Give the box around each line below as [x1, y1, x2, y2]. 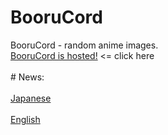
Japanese [10, 92, 52, 104]
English [10, 113, 41, 125]
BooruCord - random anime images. [10, 39, 159, 51]
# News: [10, 71, 45, 83]
